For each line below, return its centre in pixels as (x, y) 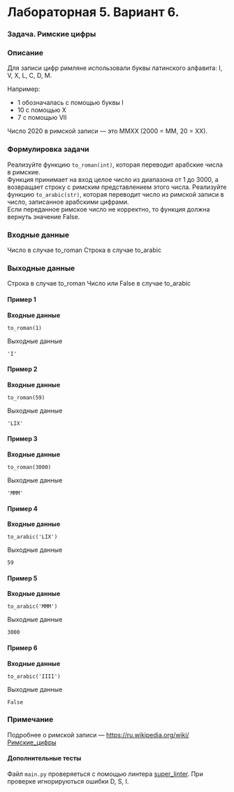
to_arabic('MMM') (32, 606)
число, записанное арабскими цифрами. (68, 202)
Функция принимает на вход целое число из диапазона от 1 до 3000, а (113, 179)
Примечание (30, 720)
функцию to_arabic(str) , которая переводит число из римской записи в (116, 194)
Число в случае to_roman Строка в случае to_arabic (85, 250)
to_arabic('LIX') (32, 537)
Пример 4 (23, 508)
